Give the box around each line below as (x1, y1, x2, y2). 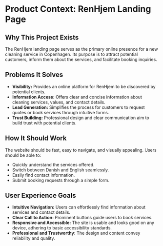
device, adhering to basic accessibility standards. (12, 225, 112, 231)
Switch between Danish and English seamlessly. (12, 167, 109, 173)
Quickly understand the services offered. (12, 162, 95, 167)
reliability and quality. (12, 235, 55, 241)
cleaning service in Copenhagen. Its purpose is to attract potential (5, 51, 138, 57)
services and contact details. (12, 209, 71, 215)
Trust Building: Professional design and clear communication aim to (12, 115, 150, 121)
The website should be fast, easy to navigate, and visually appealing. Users (5, 147, 157, 153)
